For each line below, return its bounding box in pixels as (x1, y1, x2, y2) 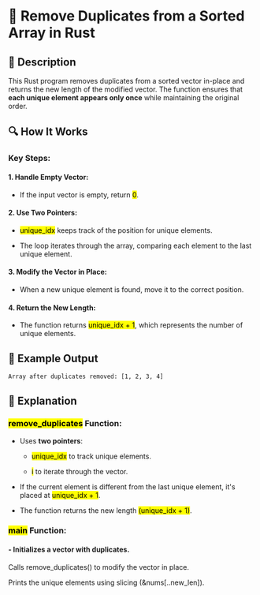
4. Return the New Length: (8, 303, 96, 312)
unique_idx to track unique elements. (31, 451, 152, 461)
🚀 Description (8, 55, 76, 69)
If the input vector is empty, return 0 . (19, 189, 139, 200)
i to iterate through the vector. (31, 466, 128, 476)
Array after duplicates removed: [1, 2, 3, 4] (8, 372, 164, 380)
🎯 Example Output (8, 351, 98, 365)
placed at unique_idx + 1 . (19, 490, 101, 500)
